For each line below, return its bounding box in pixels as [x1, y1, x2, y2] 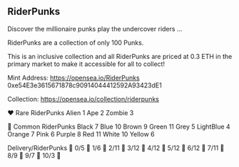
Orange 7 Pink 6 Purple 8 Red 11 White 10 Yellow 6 [7, 129, 155, 138]
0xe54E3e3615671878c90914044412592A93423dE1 [7, 81, 162, 90]
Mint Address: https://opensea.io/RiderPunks [7, 73, 141, 82]
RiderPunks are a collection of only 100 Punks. [7, 38, 144, 47]
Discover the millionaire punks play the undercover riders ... [7, 24, 183, 33]
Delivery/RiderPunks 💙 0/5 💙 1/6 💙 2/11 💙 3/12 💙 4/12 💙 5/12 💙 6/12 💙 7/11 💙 [7, 144, 225, 152]
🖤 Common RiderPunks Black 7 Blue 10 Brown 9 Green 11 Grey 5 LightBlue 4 [7, 122, 230, 131]
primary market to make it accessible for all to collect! [7, 60, 166, 68]
